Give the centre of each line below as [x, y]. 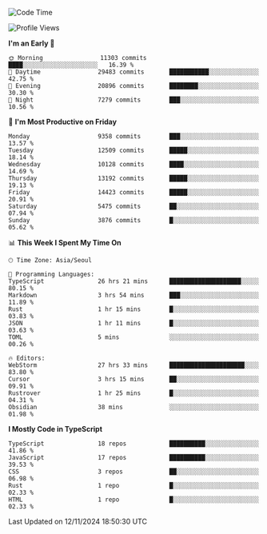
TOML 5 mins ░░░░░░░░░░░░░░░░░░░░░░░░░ [134, 337]
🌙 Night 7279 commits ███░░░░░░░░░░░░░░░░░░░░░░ [134, 100]
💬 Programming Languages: [51, 274]
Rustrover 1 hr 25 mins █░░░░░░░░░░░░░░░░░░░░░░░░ [134, 393]
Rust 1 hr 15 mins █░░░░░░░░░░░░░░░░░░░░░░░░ [134, 309]
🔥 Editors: [27, 358]
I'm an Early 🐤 [32, 43]
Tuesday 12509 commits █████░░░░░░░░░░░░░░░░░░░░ [134, 150]
